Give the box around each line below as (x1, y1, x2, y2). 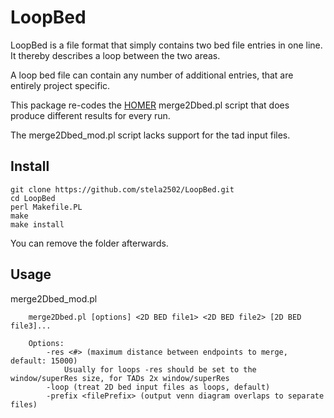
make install (10, 219, 65, 230)
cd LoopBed (10, 193, 56, 203)
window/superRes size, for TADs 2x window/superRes (10, 373, 230, 383)
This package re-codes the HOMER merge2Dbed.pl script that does (10, 99, 290, 111)
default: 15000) (10, 356, 78, 366)
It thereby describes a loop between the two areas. (10, 49, 221, 61)
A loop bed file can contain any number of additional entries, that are (10, 69, 294, 81)
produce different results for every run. (10, 109, 171, 121)
